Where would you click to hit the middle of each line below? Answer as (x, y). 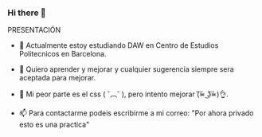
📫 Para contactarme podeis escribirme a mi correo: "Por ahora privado (136, 113)
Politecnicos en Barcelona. (63, 54)
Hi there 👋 (27, 13)
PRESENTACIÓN (34, 30)
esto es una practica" (54, 125)
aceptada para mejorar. (57, 78)
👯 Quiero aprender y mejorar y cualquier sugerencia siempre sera (126, 69)
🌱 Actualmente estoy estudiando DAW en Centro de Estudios (119, 45)
